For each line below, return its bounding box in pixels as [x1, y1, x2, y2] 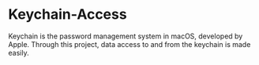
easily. [8, 48, 29, 57]
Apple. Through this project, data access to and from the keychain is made [8, 39, 251, 49]
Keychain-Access [8, 5, 128, 23]
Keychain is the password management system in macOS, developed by [8, 31, 243, 41]
